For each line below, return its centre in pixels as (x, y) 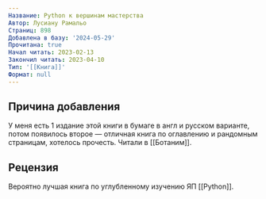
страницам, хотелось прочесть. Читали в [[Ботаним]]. (100, 143)
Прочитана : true (35, 45)
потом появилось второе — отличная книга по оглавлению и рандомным (133, 134)
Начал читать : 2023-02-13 (51, 52)
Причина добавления (64, 107)
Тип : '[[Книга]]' (37, 67)
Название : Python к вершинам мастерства (76, 15)
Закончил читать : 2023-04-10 (56, 60)
